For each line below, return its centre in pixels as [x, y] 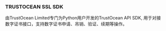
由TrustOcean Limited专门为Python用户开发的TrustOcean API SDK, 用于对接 [83, 18]
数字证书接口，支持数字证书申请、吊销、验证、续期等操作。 [66, 24]
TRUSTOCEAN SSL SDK [34, 7]
